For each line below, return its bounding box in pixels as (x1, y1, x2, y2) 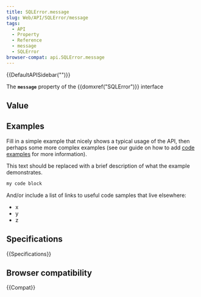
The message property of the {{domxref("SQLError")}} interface (6, 83, 163, 90)
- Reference (12, 37, 43, 43)
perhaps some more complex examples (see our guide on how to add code (6, 144, 195, 151)
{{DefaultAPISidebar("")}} (6, 71, 71, 78)
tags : (6, 20, 20, 26)
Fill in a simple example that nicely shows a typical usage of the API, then (6, 137, 190, 145)
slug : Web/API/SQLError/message (6, 15, 88, 21)
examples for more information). (6, 150, 87, 157)
